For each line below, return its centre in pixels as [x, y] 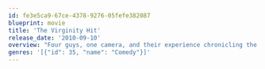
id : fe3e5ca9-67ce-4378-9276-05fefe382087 [79, 15]
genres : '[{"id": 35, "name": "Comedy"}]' [79, 52]
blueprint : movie [37, 23]
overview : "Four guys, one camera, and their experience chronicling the [133, 45]
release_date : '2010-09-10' [55, 38]
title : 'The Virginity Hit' [55, 30]
